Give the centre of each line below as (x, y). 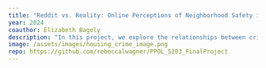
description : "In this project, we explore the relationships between (127, 37)
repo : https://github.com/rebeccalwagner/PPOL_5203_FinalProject (118, 52)
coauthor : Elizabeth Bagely (55, 30)
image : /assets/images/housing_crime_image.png (88, 45)
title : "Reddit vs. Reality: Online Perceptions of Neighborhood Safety (131, 15)
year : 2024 (26, 23)
